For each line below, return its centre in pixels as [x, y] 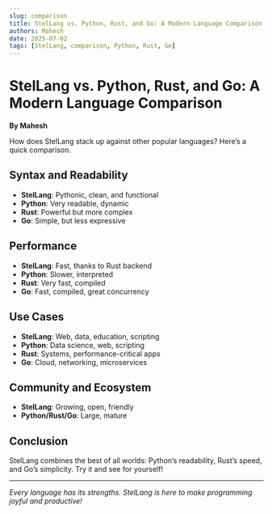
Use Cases [37, 317]
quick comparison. [40, 150]
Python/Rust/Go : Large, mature [74, 416]
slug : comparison [38, 16]
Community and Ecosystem [80, 387]
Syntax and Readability [69, 175]
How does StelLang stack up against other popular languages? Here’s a [128, 142]
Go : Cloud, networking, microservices [84, 362]
